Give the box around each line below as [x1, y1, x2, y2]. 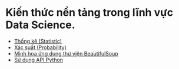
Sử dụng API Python [14, 56, 63, 63]
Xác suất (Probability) [14, 44, 67, 51]
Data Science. [5, 18, 75, 32]
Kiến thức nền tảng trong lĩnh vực [5, 6, 174, 19]
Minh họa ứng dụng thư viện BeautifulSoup [14, 50, 118, 57]
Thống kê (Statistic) [14, 37, 62, 44]
